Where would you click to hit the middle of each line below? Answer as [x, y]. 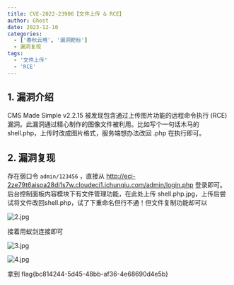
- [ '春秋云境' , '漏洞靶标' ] [51, 40]
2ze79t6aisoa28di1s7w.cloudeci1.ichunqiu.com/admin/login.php [100, 185]
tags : [15, 54]
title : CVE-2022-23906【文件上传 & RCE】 [66, 14]
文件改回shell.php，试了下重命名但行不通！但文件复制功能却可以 [113, 203]
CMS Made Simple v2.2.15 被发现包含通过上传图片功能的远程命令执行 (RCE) [117, 116]
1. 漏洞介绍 [31, 97]
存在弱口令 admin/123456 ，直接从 [56, 176]
